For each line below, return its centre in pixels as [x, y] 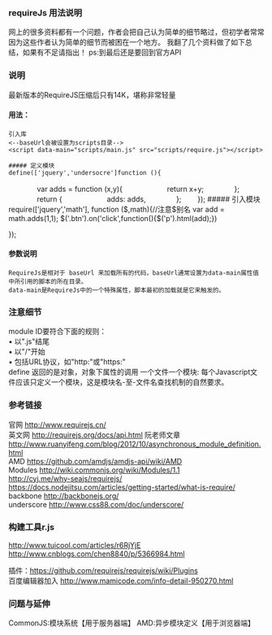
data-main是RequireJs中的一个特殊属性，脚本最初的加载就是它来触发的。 [117, 290]
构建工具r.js [32, 527]
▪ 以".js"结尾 [29, 341]
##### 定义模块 [32, 165]
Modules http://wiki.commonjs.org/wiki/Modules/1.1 [94, 470]
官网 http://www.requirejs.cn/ [58, 424]
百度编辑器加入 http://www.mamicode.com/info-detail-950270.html [121, 581]
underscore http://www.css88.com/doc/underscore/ [96, 504]
